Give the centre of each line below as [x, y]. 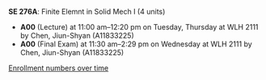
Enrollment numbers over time [59, 68]
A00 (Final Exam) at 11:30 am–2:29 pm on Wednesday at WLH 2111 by [136, 44]
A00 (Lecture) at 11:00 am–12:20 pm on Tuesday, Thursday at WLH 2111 [139, 27]
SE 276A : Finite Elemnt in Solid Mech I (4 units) [87, 12]
